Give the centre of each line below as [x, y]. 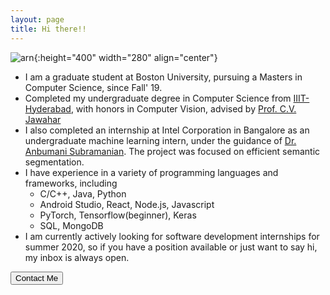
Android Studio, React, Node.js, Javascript [127, 204]
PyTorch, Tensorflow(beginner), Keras [118, 215]
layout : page [37, 19]
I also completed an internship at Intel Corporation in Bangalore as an [167, 130]
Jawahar [43, 119]
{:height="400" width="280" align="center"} [125, 57]
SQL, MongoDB [71, 225]
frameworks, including [71, 183]
